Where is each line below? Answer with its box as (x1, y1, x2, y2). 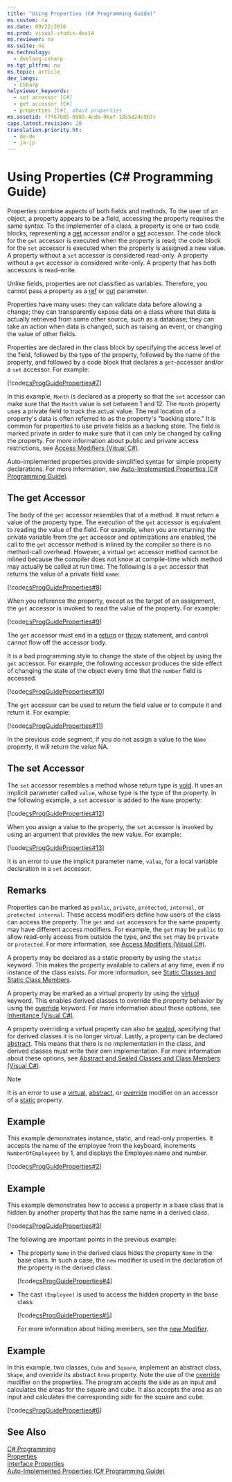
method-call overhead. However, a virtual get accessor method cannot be (7, 547, 218, 556)
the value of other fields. (7, 330, 78, 338)
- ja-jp (13, 140, 36, 147)
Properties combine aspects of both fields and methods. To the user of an (7, 207, 218, 215)
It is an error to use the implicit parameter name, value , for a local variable (7, 857, 218, 865)
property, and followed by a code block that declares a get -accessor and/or (7, 358, 224, 367)
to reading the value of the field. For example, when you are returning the (7, 525, 216, 533)
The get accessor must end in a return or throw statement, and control (7, 631, 208, 639)
